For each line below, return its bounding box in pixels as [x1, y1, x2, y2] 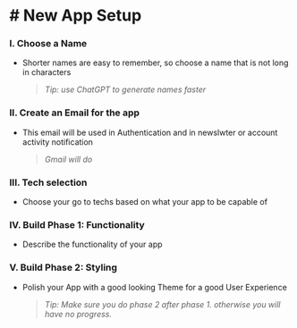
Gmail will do [44, 154, 93, 164]
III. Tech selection [9, 176, 88, 189]
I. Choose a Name [9, 38, 88, 50]
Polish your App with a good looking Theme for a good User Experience [21, 282, 288, 292]
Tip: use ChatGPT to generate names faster [44, 84, 207, 95]
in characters [21, 67, 72, 78]
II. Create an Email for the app [9, 106, 140, 119]
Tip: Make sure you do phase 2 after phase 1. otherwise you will [44, 299, 281, 309]
